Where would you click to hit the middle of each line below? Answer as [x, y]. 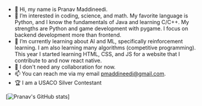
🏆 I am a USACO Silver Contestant [58, 83]
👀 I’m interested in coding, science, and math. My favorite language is [101, 16]
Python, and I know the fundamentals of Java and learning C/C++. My [102, 22]
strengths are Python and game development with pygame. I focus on [101, 28]
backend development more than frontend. [68, 35]
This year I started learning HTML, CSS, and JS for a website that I [97, 54]
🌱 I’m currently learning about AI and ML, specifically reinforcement [99, 41]
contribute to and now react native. [58, 61]
